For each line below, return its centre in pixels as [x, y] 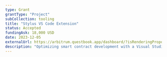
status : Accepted [23, 28]
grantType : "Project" [28, 14]
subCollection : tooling [30, 19]
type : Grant [17, 10]
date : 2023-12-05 [23, 38]
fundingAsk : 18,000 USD [30, 33]
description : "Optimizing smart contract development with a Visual [78, 47]
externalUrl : [19, 42]
